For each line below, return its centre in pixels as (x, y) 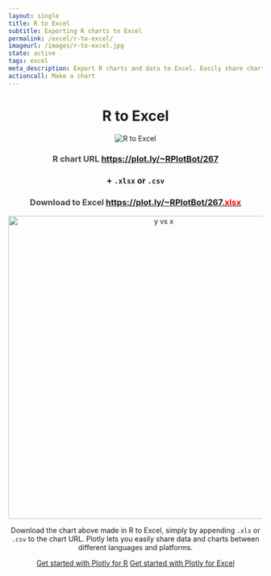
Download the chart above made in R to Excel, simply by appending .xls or (135, 530)
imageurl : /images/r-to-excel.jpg (67, 46)
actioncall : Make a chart (52, 76)
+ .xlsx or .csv (135, 181)
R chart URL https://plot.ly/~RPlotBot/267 (135, 159)
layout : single (34, 16)
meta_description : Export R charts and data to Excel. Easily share (126, 69)
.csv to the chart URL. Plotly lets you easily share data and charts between (135, 539)
